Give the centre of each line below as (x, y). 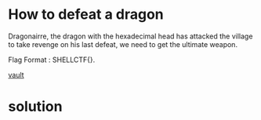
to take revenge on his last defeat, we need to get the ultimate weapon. (123, 44)
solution (35, 107)
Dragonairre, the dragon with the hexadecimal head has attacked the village (130, 36)
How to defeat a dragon (86, 15)
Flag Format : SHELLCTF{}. (52, 60)
